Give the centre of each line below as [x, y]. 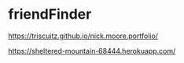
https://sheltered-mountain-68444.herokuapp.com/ [92, 51]
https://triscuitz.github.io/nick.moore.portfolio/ [83, 36]
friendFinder [50, 14]
